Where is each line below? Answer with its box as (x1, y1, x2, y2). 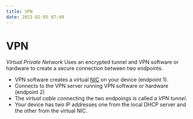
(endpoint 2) (14, 89, 45, 96)
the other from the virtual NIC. (14, 107, 88, 114)
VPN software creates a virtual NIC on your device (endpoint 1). (14, 76, 169, 83)
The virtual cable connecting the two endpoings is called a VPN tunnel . (14, 95, 188, 102)
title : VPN (6, 8, 33, 15)
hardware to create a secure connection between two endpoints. (6, 65, 164, 72)
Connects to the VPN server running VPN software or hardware (14, 83, 169, 90)
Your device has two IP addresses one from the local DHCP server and (14, 101, 187, 108)
